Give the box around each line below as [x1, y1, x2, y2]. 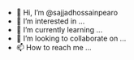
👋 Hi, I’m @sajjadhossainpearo [15, 8, 119, 17]
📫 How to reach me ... [15, 43, 92, 52]
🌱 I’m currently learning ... [15, 25, 103, 34]
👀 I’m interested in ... [15, 16, 85, 26]
